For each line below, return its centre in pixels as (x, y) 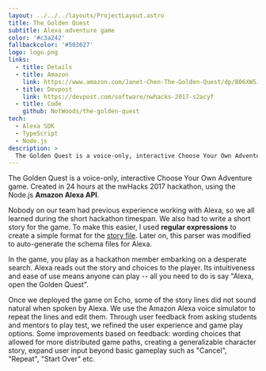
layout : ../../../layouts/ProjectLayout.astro (86, 15)
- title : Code (38, 104)
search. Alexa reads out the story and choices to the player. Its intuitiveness (132, 268)
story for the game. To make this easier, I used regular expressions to (122, 228)
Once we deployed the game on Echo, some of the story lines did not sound (132, 300)
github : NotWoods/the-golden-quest (81, 112)
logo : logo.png (33, 52)
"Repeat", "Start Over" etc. (51, 359)
